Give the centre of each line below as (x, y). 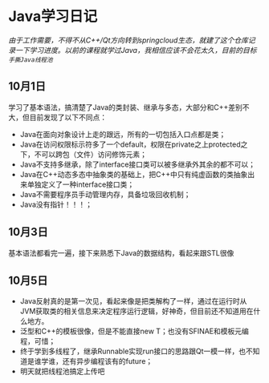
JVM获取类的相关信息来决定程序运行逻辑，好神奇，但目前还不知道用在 (137, 311)
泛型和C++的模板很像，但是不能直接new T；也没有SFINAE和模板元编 (134, 331)
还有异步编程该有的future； (108, 361)
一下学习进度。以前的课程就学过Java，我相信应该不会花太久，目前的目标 (136, 50)
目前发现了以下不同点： (68, 117)
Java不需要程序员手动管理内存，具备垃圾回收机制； (105, 194)
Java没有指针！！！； (56, 204)
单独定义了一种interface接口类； (81, 184)
